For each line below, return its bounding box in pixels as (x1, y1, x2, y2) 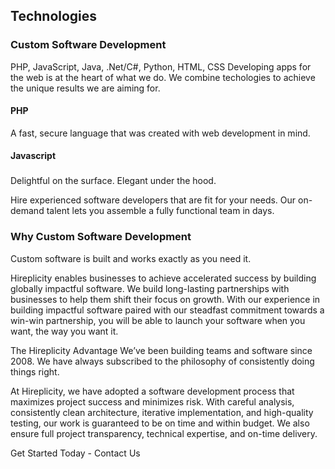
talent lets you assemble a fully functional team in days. (46, 205, 275, 217)
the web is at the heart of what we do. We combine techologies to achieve (10, 71, 316, 83)
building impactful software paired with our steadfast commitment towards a (10, 304, 325, 316)
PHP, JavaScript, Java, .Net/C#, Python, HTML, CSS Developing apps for (10, 60, 312, 73)
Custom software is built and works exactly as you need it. (10, 252, 252, 264)
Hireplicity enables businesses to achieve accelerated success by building (10, 272, 317, 284)
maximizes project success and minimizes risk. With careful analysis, (10, 395, 295, 408)
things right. (10, 365, 60, 378)
